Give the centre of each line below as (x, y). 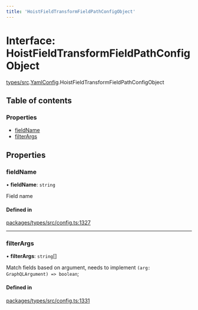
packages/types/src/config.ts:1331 (48, 301)
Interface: (31, 40)
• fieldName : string (31, 184)
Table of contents (39, 100)
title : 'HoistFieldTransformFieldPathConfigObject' (71, 11)
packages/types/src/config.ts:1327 (49, 223)
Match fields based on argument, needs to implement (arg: (78, 268)
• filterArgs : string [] (32, 256)
